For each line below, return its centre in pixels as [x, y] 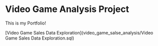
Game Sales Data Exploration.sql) [40, 38]
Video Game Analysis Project [67, 9]
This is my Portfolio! [26, 23]
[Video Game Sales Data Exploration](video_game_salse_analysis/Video [79, 32]
